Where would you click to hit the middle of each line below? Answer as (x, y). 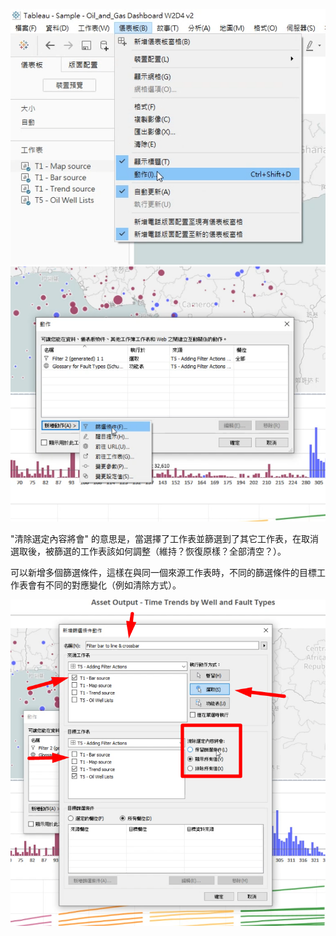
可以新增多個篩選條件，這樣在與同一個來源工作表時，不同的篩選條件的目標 (163, 572)
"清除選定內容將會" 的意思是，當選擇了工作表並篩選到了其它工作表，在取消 (164, 538)
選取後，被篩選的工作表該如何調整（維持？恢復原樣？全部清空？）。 (148, 551)
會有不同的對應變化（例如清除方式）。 (104, 585)
